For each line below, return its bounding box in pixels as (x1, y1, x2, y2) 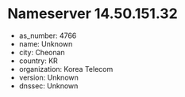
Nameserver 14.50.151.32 (7, 5, 178, 23)
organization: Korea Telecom (18, 64, 114, 73)
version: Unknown (18, 73, 79, 82)
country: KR (18, 56, 59, 65)
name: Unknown (18, 39, 73, 48)
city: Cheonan (18, 47, 65, 57)
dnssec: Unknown (18, 80, 79, 91)
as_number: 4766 (18, 31, 77, 40)
